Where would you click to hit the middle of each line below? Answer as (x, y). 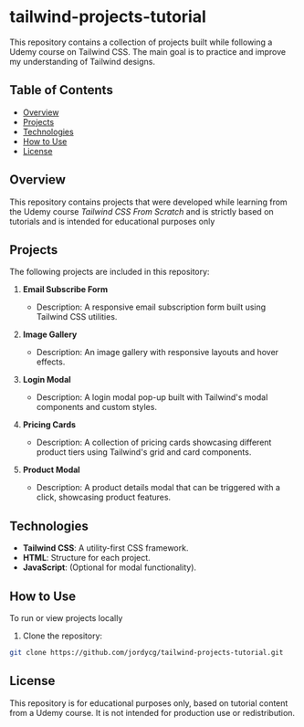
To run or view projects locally (66, 618)
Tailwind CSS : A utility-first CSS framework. (105, 548)
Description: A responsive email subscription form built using (151, 307)
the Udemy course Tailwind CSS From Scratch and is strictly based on (142, 211)
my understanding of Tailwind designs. (82, 61)
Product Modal (51, 470)
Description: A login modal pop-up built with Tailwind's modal (152, 397)
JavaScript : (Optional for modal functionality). (110, 567)
